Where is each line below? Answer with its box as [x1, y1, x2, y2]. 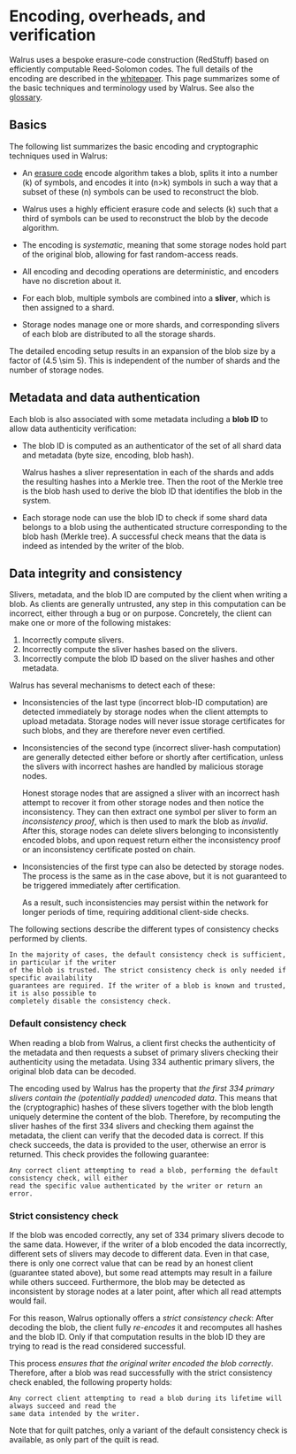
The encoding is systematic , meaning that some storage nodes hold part [21, 239, 287, 250]
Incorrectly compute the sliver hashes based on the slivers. [21, 644, 239, 655]
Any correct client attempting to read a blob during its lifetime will [9, 1394, 283, 1403]
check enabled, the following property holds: [9, 1376, 172, 1387]
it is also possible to [9, 989, 97, 998]
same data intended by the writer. [9, 1409, 140, 1418]
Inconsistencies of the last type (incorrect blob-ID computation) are [21, 697, 268, 708]
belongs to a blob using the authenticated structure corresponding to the [21, 521, 288, 532]
